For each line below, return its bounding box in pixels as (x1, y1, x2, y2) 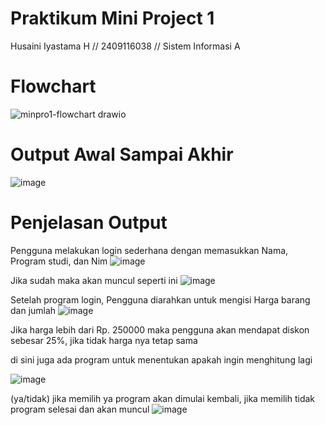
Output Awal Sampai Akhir (10, 143, 234, 166)
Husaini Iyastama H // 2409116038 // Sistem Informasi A (10, 40, 241, 52)
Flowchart (10, 75, 97, 98)
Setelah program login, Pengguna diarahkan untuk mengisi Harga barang (10, 293, 311, 306)
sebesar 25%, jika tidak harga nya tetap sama (10, 334, 198, 346)
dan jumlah (10, 304, 57, 316)
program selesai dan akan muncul (10, 403, 150, 415)
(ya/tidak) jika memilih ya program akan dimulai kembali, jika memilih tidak (10, 392, 316, 404)
